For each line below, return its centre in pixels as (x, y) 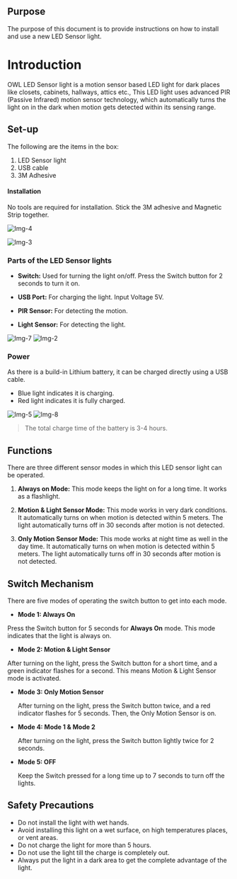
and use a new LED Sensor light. (54, 36)
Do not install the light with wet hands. (73, 822)
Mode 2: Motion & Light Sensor (64, 649)
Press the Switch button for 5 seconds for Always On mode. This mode (111, 628)
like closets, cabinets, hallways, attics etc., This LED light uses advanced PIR (119, 92)
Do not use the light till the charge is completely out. (93, 852)
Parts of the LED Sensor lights (59, 260)
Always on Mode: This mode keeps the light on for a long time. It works (122, 489)
